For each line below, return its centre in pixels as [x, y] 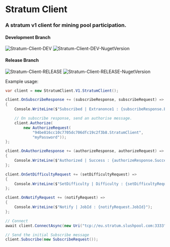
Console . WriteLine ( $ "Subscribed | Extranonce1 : [67, 109]
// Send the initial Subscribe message [47, 235]
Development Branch [28, 37]
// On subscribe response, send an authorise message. [73, 118]
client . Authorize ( [34, 123]
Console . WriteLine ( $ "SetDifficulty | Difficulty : [69, 184]
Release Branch [22, 60]
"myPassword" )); [49, 137]
